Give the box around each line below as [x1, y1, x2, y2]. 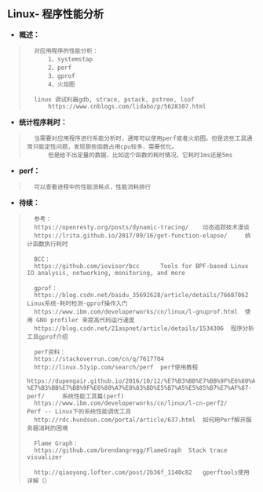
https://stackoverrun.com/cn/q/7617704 [34, 354, 164, 363]
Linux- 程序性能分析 [7, 7, 104, 21]
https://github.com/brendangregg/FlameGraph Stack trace [34, 446, 228, 454]
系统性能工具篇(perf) [61, 392, 125, 400]
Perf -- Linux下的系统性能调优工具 [26, 407, 131, 415]
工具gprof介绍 [26, 332, 68, 340]
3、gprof [47, 72, 75, 80]
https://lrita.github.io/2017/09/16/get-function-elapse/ [34, 231, 228, 240]
